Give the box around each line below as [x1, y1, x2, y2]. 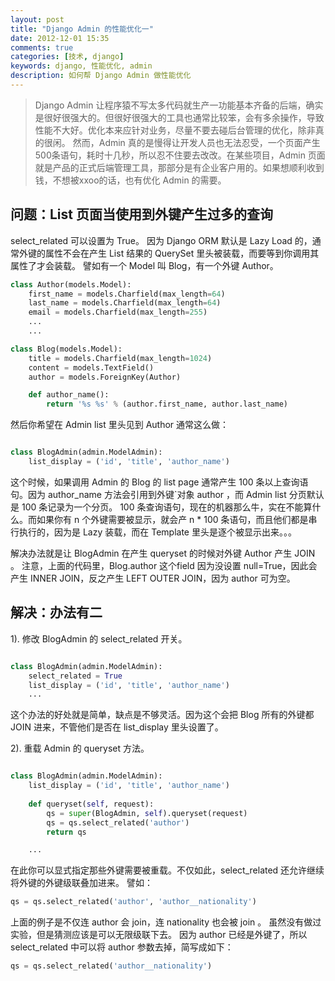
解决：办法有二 [10, 604, 103, 621]
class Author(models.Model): [10, 279, 132, 290]
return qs [46, 827, 87, 837]
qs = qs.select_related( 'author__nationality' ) [10, 961, 213, 971]
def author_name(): [28, 390, 110, 400]
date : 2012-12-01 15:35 [10, 33, 110, 43]
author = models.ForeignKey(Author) [28, 372, 182, 382]
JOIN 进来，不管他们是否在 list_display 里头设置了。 [10, 721, 224, 733]
